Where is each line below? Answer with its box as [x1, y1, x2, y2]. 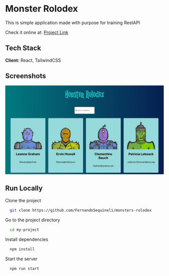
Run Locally [5, 184, 43, 193]
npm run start [10, 266, 39, 271]
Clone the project [5, 197, 41, 203]
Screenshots [5, 72, 46, 80]
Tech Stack [5, 44, 41, 53]
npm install [10, 246, 35, 251]
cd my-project [10, 227, 39, 232]
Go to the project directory [5, 217, 60, 223]
